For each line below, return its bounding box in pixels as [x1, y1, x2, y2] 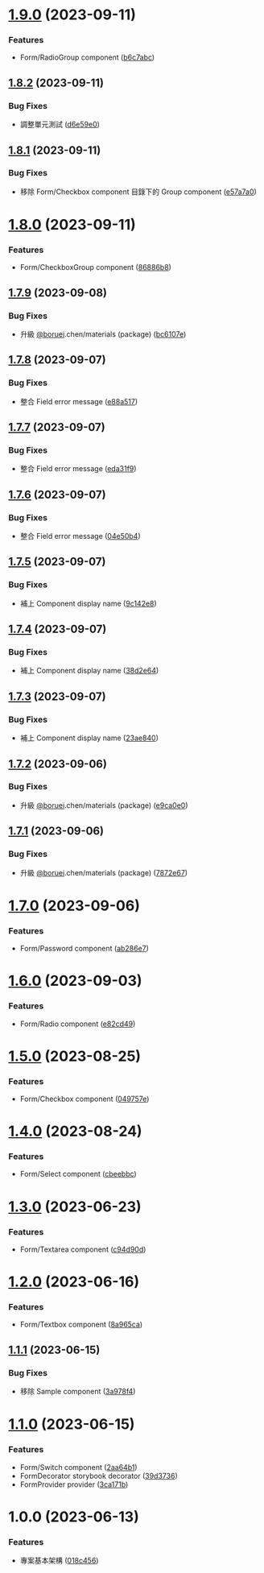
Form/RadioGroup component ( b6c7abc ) [19, 52, 155, 62]
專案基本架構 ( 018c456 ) [19, 1556, 99, 1566]
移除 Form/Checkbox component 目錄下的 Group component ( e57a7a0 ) [19, 187, 258, 197]
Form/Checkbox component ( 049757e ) [19, 1094, 150, 1103]
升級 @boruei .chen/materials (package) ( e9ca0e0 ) [19, 800, 188, 810]
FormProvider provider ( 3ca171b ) [19, 1480, 129, 1489]
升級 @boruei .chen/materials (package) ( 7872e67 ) [19, 867, 188, 877]
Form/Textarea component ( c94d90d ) [19, 1244, 146, 1254]
